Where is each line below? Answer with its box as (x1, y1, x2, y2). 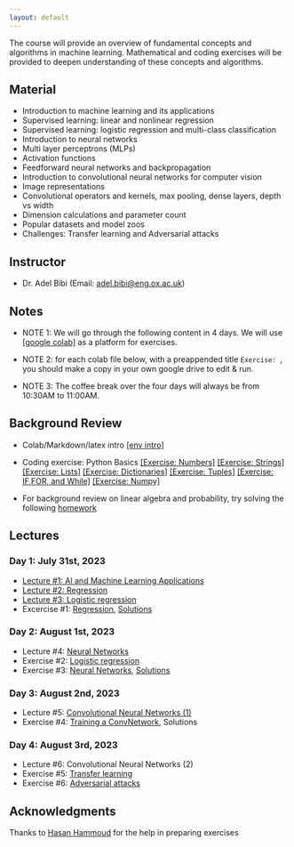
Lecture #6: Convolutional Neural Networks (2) (21, 759, 194, 770)
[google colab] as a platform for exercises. (21, 337, 178, 348)
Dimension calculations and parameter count (21, 210, 187, 221)
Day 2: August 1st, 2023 (9, 625, 115, 638)
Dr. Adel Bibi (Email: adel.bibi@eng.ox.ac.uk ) (21, 278, 186, 289)
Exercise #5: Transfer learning (21, 769, 133, 779)
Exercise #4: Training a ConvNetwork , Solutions (21, 717, 198, 728)
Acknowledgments (9, 803, 117, 819)
